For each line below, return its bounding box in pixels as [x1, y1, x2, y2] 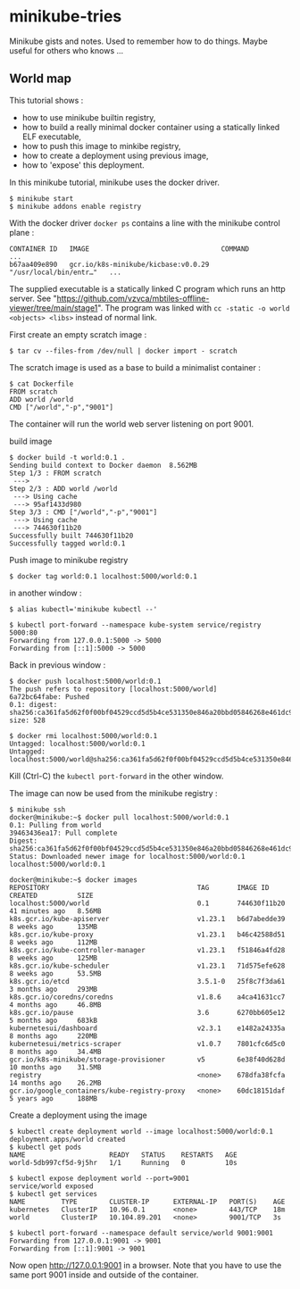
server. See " [9, 293, 57, 304]
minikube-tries [9, 6, 122, 27]
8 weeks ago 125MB [9, 953, 98, 962]
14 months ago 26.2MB [9, 1078, 102, 1087]
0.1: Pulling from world [9, 820, 102, 829]
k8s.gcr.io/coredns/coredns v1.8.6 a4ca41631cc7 [9, 993, 286, 1002]
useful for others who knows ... [9, 45, 124, 55]
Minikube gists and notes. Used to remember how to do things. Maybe [9, 36, 268, 46]
